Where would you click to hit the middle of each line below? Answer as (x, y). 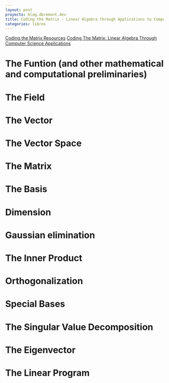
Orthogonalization (44, 281)
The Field (25, 97)
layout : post (19, 10)
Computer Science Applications (38, 44)
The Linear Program (48, 373)
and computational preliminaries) (76, 75)
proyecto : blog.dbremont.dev (36, 15)
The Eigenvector (40, 350)
